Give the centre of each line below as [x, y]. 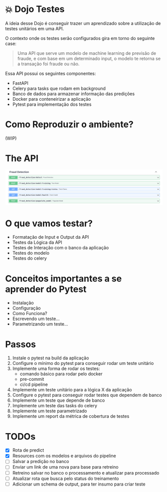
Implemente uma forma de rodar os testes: [56, 369]
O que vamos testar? [49, 223]
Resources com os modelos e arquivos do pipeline [64, 456]
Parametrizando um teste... [40, 324]
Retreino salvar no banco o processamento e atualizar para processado [86, 473]
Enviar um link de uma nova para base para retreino [65, 467]
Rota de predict [28, 450]
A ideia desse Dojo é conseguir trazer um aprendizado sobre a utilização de [83, 23]
